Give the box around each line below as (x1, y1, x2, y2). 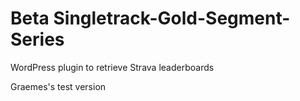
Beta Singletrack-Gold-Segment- (10, 7, 291, 30)
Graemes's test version (10, 80, 107, 92)
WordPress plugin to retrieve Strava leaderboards (10, 61, 215, 73)
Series (10, 28, 65, 51)
